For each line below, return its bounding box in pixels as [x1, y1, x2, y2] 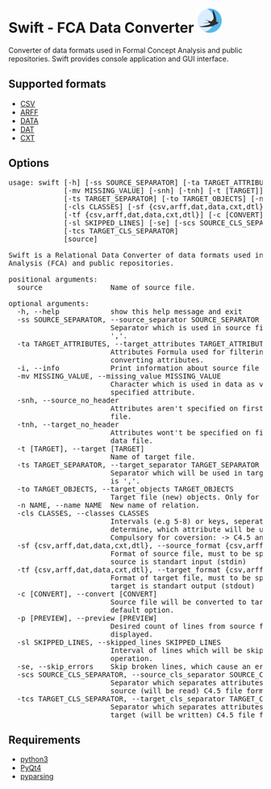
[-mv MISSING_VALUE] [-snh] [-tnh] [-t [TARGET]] [63, 186, 264, 195]
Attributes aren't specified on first [110, 403, 264, 413]
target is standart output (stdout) [110, 581, 256, 591]
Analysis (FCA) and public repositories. [8, 258, 175, 268]
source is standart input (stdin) [110, 557, 248, 566]
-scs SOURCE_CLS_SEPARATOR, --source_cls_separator [16, 670, 226, 679]
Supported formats [8, 77, 106, 91]
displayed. [110, 629, 153, 639]
